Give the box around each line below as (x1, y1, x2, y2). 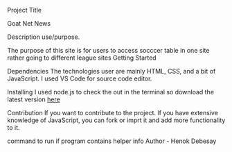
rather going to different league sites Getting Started (7, 53, 157, 62)
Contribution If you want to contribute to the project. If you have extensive (7, 109, 218, 117)
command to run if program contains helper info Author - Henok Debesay (7, 137, 217, 145)
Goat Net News (7, 19, 51, 27)
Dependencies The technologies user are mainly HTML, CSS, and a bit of (7, 67, 216, 75)
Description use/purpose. (7, 33, 80, 41)
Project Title (7, 6, 42, 14)
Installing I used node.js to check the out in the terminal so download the (7, 88, 215, 96)
